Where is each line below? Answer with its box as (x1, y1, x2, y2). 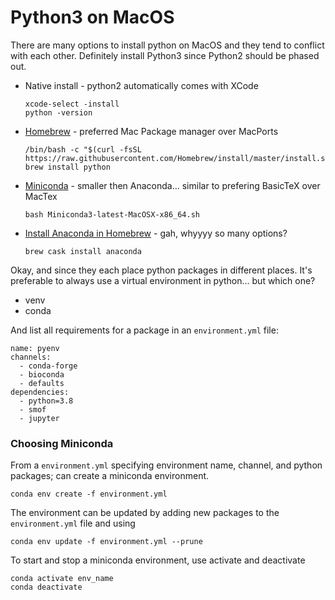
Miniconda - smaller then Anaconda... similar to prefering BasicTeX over (24, 179, 321, 191)
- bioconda (19, 369, 65, 380)
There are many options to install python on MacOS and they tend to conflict (10, 39, 325, 51)
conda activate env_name (10, 574, 114, 584)
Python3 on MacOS (10, 6, 175, 29)
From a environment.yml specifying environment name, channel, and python (10, 459, 323, 471)
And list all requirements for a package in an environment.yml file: (10, 324, 279, 336)
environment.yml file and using (10, 517, 136, 530)
